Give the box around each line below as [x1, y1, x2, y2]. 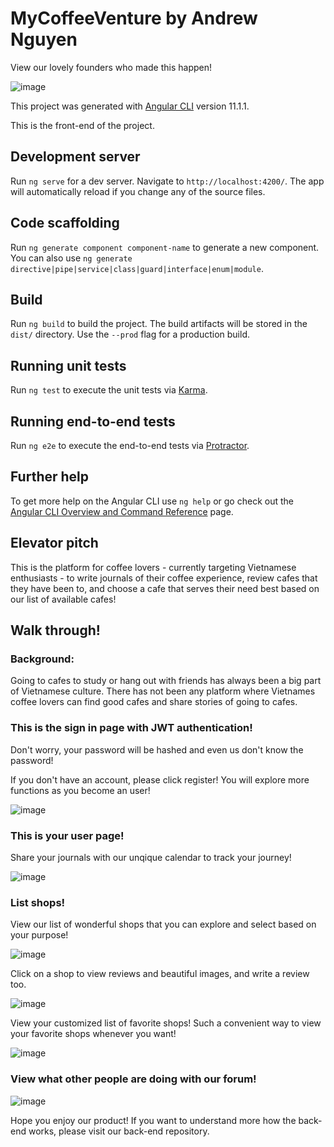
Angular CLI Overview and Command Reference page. [10, 505, 234, 517]
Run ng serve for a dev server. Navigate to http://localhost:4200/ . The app [10, 175, 325, 187]
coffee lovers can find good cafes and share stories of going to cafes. [10, 696, 298, 708]
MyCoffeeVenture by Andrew [10, 7, 258, 30]
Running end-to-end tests [10, 413, 176, 430]
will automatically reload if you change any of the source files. [10, 185, 266, 197]
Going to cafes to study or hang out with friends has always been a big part [10, 675, 322, 687]
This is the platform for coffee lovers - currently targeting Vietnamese [10, 561, 297, 573]
